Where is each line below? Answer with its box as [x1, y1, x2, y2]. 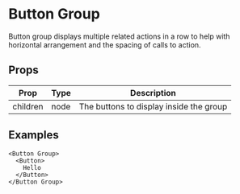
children [12, 101, 44, 112]
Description [130, 87, 176, 98]
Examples [8, 128, 59, 142]
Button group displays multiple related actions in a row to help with [8, 31, 230, 41]
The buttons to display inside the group [78, 101, 228, 112]
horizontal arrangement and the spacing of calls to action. [8, 39, 201, 49]
